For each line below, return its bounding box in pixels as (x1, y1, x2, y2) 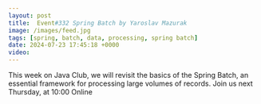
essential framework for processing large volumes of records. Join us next (8, 79, 253, 88)
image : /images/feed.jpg (8, 26, 91, 34)
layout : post (8, 11, 52, 20)
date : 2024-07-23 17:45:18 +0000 (8, 41, 120, 49)
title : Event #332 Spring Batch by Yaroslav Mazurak (8, 19, 188, 27)
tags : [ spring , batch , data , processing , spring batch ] (8, 33, 198, 42)
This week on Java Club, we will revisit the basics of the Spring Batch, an (8, 71, 249, 79)
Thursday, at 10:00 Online (8, 87, 93, 96)
